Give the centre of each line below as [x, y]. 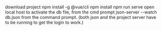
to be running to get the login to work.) [44, 22]
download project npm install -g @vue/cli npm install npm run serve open [80, 7]
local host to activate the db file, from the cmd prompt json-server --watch [81, 12]
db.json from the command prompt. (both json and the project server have [81, 17]
